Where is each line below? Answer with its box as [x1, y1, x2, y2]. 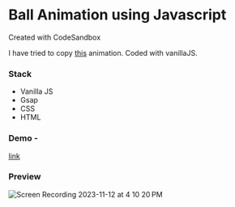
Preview [8, 171, 41, 183]
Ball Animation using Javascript [8, 6, 227, 24]
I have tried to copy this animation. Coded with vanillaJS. [8, 48, 198, 57]
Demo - [8, 133, 39, 144]
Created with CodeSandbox [8, 32, 101, 42]
